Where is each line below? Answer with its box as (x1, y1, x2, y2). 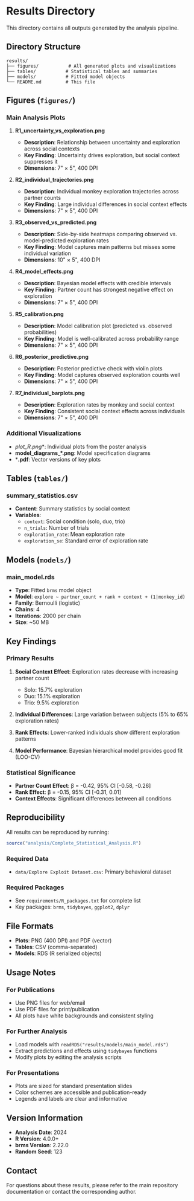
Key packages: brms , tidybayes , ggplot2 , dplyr (14, 903, 130, 910)
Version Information (6, 1113, 83, 1123)
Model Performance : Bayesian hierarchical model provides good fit (14, 747, 183, 754)
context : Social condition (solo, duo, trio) (23, 518, 125, 525)
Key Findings (6, 636, 57, 646)
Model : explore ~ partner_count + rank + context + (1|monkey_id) (14, 593, 186, 600)
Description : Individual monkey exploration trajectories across (23, 188, 180, 195)
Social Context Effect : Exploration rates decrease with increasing (14, 668, 178, 675)
